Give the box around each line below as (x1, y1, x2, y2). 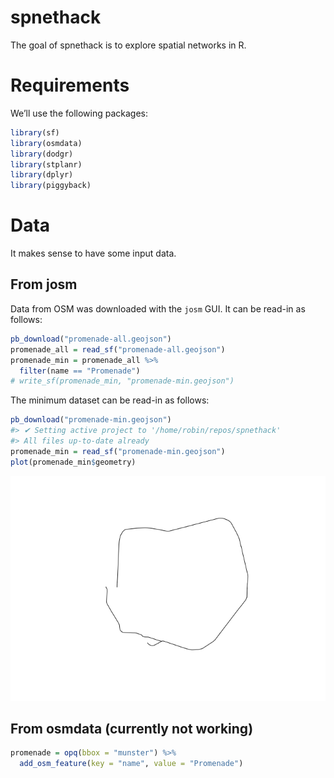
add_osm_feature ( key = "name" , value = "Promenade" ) (19, 759, 244, 769)
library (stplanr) (10, 159, 83, 170)
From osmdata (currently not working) (10, 721, 254, 738)
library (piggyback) (10, 181, 92, 191)
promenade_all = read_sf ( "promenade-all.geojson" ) (10, 344, 226, 355)
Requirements (10, 74, 130, 97)
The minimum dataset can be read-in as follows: (10, 394, 210, 406)
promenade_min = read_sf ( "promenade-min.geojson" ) (10, 446, 226, 456)
